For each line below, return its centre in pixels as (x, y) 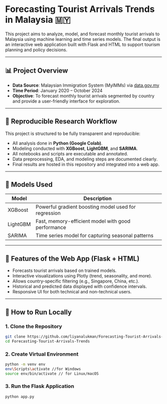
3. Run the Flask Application (40, 386)
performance (51, 228)
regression (48, 213)
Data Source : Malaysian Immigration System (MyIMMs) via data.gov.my (86, 85)
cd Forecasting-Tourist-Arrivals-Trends (48, 341)
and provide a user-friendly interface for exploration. (66, 101)
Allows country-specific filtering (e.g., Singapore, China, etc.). (76, 281)
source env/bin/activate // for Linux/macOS (52, 374)
